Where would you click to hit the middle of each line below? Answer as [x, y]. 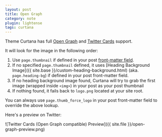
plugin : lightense [24, 23]
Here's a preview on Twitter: [33, 115]
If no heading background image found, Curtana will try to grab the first [84, 81]
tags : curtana [19, 28]
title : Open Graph [24, 14]
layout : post [18, 9]
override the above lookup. [32, 106]
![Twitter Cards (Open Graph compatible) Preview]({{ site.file [66, 124]
